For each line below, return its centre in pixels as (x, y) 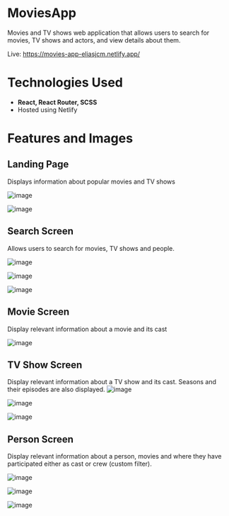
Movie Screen (39, 312)
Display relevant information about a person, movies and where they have (114, 456)
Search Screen (41, 231)
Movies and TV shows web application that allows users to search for (108, 33)
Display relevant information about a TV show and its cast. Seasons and (112, 382)
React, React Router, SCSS (57, 102)
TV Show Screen (45, 365)
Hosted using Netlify (47, 110)
